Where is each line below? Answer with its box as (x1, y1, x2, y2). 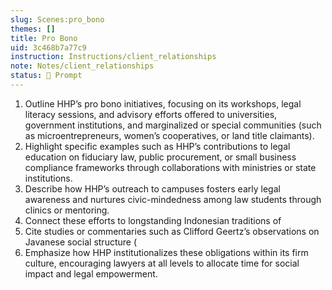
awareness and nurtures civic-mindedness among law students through (24, 193, 322, 205)
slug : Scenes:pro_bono (10, 14, 105, 25)
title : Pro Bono (10, 33, 78, 43)
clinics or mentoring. (24, 204, 110, 216)
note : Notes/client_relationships (10, 61, 155, 71)
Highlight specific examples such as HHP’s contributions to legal (24, 140, 291, 152)
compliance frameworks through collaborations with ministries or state (24, 161, 317, 173)
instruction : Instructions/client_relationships (10, 52, 217, 62)
